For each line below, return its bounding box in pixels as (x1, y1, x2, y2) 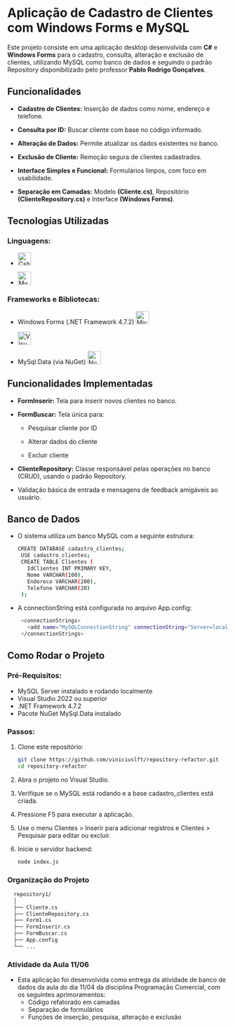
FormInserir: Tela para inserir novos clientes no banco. (17, 396, 177, 405)
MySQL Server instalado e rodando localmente (17, 686, 153, 695)
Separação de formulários (27, 1006, 104, 1014)
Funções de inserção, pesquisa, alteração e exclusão (27, 1013, 182, 1022)
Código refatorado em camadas (27, 998, 121, 1006)
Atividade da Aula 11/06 (7, 959, 90, 969)
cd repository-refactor (17, 763, 88, 770)
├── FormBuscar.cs (13, 930, 68, 937)
